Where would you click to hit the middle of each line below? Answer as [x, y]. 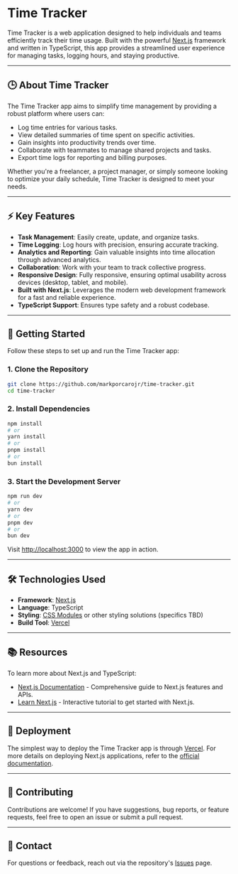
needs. [17, 186]
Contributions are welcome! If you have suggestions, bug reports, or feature [118, 809]
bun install [25, 463]
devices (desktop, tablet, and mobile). [73, 282]
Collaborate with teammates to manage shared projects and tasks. [114, 150]
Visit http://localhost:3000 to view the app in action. [83, 549]
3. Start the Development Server [64, 481]
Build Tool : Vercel [44, 622]
